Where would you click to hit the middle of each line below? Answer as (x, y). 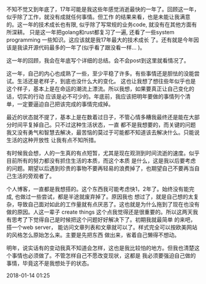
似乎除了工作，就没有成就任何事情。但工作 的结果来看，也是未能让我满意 (98, 17)
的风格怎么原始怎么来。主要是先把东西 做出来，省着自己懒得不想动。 (93, 235)
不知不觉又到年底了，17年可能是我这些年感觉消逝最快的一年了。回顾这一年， (103, 9)
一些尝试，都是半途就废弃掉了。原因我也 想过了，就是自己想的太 (112, 197)
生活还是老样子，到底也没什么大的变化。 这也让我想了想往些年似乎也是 (106, 81)
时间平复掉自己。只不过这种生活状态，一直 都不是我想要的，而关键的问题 (104, 125)
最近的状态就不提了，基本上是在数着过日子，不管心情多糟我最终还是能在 (97, 117)
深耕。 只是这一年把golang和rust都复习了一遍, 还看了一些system (93, 32)
